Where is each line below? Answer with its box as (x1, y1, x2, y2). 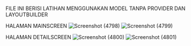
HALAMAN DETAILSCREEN (5, 34, 71, 40)
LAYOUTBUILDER (5, 11, 48, 18)
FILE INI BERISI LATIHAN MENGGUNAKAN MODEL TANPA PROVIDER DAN (5, 5, 186, 12)
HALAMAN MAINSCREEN (5, 23, 67, 29)
